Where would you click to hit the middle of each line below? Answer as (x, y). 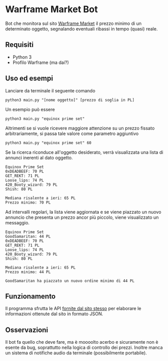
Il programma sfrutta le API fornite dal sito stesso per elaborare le (73, 309)
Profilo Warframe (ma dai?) (41, 62)
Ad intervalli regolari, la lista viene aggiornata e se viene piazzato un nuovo (83, 212)
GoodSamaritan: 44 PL (28, 236)
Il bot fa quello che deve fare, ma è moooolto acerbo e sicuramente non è (82, 342)
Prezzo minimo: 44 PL (28, 272)
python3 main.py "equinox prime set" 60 (49, 143)
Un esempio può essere (30, 109)
